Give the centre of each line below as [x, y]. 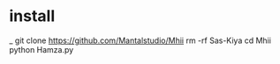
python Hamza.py [42, 49]
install [32, 16]
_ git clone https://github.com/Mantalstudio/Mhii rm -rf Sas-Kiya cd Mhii [140, 40]
